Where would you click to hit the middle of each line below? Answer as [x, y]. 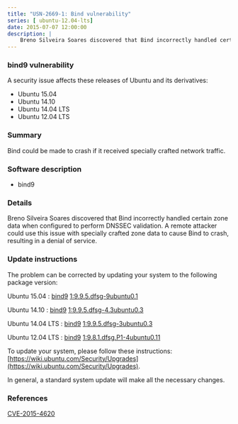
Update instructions [42, 260]
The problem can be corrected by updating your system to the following [112, 274]
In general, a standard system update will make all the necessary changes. [116, 379]
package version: [33, 282]
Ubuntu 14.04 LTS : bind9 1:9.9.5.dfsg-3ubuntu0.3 [80, 323]
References [28, 398]
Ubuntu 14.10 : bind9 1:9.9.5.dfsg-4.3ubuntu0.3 [75, 310]
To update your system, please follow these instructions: [90, 351]
